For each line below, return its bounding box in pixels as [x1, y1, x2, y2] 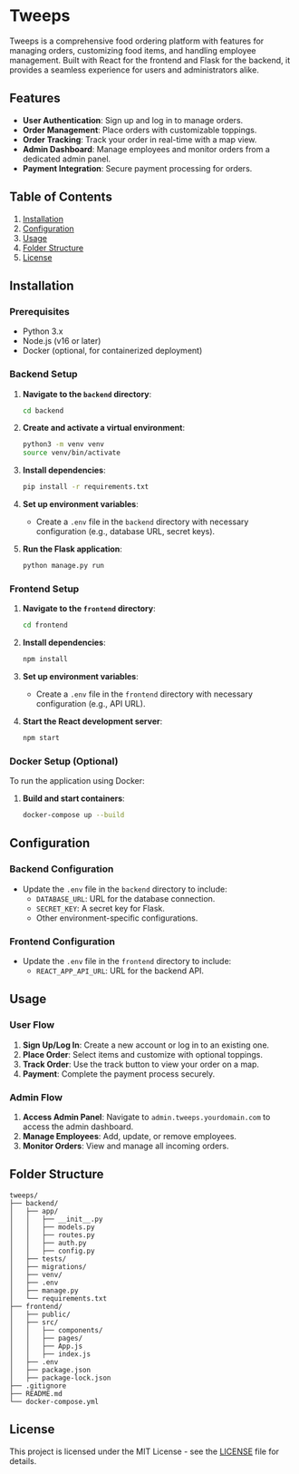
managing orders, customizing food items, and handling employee [9, 44, 256, 55]
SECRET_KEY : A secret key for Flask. [35, 903, 166, 913]
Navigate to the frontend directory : [22, 603, 156, 614]
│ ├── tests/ [9, 1254, 67, 1264]
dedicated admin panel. [22, 153, 111, 164]
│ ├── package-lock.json [9, 1373, 111, 1382]
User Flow [9, 1019, 55, 1031]
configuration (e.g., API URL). [35, 698, 146, 708]
